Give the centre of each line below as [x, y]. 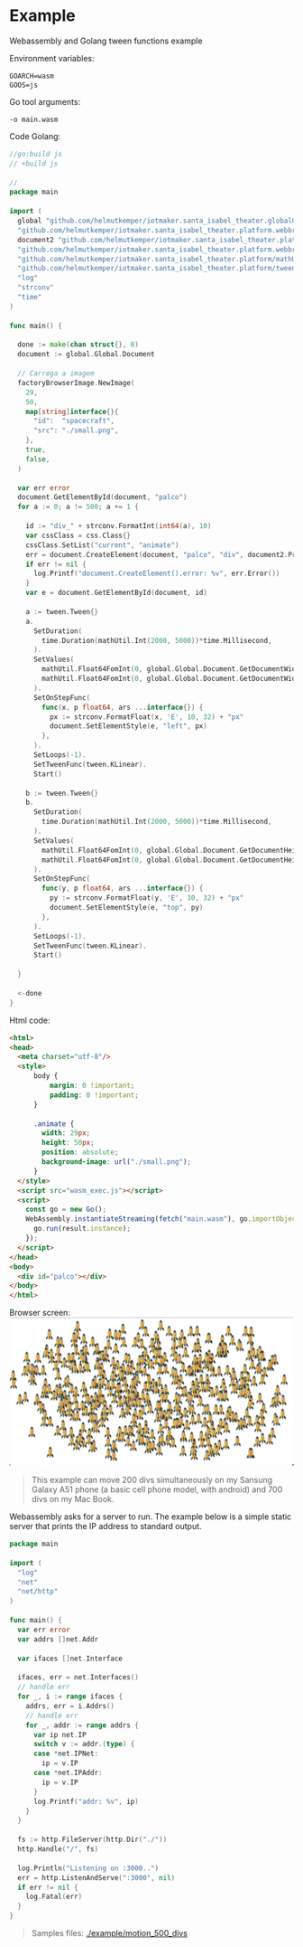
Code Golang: [35, 136]
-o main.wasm [34, 119]
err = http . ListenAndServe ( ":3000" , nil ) [96, 1877]
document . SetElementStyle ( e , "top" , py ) [126, 908]
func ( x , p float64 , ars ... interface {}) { [123, 707]
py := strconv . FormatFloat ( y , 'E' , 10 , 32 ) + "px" [147, 898]
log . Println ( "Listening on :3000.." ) [88, 1868]
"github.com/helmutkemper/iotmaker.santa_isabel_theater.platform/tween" [159, 269]
